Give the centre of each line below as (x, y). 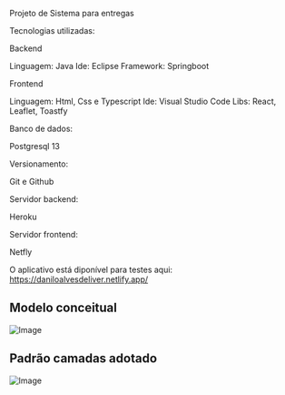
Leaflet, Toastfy (39, 111)
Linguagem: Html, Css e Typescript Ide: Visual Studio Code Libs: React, (143, 101)
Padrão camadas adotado (83, 359)
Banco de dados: (41, 128)
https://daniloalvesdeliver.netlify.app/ (79, 279)
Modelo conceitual (64, 308)
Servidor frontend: (44, 234)
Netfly (21, 252)
